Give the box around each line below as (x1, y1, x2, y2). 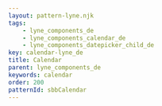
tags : (8, 19, 26, 27)
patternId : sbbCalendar (8, 85, 87, 94)
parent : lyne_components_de (8, 64, 102, 72)
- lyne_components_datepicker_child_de (22, 41, 155, 49)
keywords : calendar (8, 71, 73, 79)
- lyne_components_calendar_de (22, 33, 126, 42)
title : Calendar (8, 57, 62, 65)
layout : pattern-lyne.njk (8, 11, 94, 20)
